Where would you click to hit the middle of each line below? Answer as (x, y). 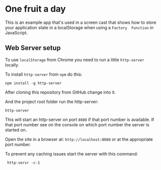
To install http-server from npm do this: (44, 74)
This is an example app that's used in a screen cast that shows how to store (81, 22)
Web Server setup (33, 48)
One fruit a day (35, 9)
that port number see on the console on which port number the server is (77, 124)
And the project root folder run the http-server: (52, 102)
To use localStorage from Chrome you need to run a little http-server (75, 60)
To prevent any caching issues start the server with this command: (72, 153)
